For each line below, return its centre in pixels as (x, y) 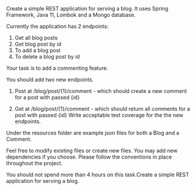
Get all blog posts (36, 38)
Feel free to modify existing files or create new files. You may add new (92, 151)
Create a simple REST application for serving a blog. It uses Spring (87, 9)
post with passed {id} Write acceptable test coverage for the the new (99, 115)
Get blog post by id (38, 44)
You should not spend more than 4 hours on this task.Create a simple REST (98, 175)
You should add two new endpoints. (50, 80)
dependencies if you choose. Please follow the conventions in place (89, 157)
